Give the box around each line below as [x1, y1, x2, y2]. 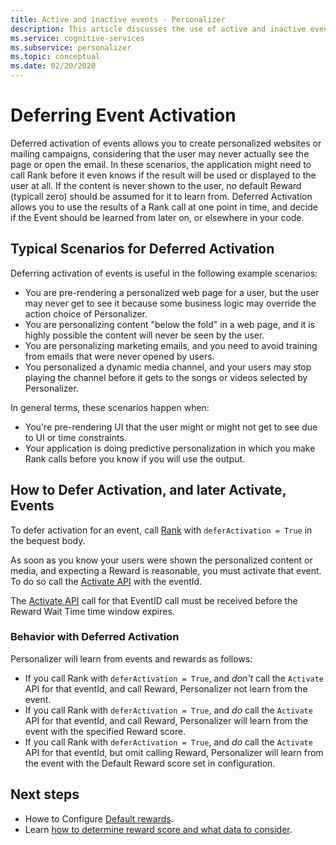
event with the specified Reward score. [24, 725, 187, 737]
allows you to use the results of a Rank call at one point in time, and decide [10, 201, 318, 213]
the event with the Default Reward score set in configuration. [24, 757, 276, 769]
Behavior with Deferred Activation [10, 630, 180, 644]
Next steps [10, 786, 80, 803]
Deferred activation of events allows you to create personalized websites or [10, 137, 322, 149]
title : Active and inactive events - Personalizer [10, 14, 226, 25]
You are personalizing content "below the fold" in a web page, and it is [24, 318, 316, 330]
